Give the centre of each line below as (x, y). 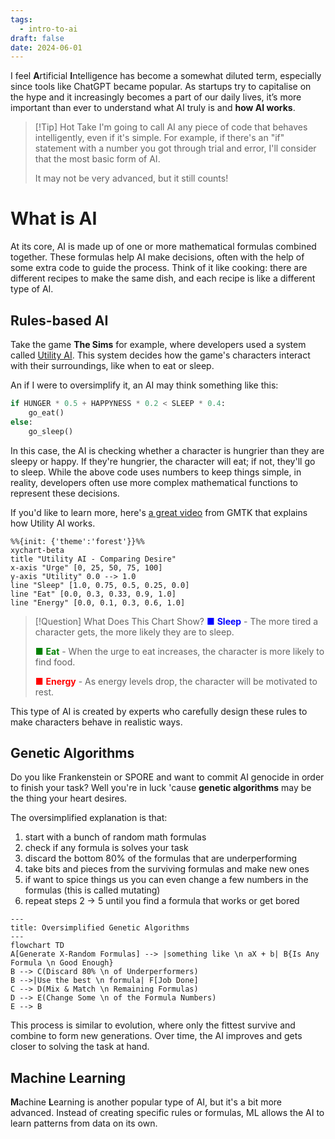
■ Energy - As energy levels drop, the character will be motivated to (176, 681)
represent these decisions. (65, 493)
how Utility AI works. (53, 523)
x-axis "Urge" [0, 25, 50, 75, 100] (86, 567)
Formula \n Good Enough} (62, 963)
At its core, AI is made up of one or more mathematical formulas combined (163, 247)
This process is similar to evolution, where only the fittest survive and (153, 1025)
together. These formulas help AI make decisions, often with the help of (157, 257)
